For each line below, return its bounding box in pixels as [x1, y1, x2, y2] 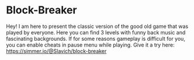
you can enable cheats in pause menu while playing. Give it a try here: [6, 41, 175, 48]
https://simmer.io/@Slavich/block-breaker [6, 47, 107, 54]
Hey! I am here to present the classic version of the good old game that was [6, 23, 189, 30]
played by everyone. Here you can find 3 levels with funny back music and [6, 29, 186, 36]
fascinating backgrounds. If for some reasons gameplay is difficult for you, [6, 35, 186, 42]
